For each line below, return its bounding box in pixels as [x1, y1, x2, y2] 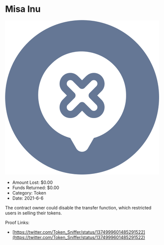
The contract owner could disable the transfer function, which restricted [5, 204, 152, 210]
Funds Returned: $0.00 [12, 184, 60, 191]
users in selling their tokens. [5, 210, 63, 216]
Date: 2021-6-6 [12, 195, 44, 201]
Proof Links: [5, 219, 30, 225]
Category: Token [12, 190, 46, 196]
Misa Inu [5, 3, 41, 15]
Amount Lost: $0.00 [12, 179, 53, 185]
